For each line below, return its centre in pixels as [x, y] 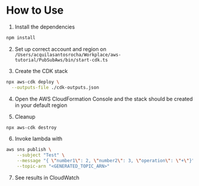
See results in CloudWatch [47, 177]
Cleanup [25, 116]
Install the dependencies [45, 27]
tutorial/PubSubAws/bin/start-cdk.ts [61, 60]
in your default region [41, 105]
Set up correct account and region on [60, 49]
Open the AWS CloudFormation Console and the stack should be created [104, 99]
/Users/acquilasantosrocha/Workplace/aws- [68, 55]
